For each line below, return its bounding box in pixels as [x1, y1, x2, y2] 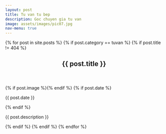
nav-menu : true [5, 26, 37, 31]
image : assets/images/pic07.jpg [5, 21, 72, 26]
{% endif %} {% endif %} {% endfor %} [5, 123, 87, 129]
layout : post [5, 7, 32, 12]
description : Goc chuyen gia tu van [5, 16, 81, 21]
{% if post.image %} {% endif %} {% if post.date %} [5, 84, 111, 90]
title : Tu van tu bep [5, 12, 50, 17]
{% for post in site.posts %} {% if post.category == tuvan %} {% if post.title [5, 39, 161, 45]
